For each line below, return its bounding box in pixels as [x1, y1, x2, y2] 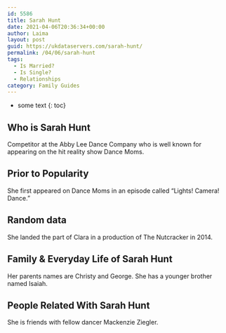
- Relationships [13, 75, 61, 83]
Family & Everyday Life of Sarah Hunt [7, 253, 173, 265]
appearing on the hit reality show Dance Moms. [7, 148, 145, 156]
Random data [7, 215, 67, 226]
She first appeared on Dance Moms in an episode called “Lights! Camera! [7, 186, 220, 195]
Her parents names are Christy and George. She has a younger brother [7, 271, 213, 280]
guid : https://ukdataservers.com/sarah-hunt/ [7, 43, 142, 50]
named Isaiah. [7, 279, 48, 287]
